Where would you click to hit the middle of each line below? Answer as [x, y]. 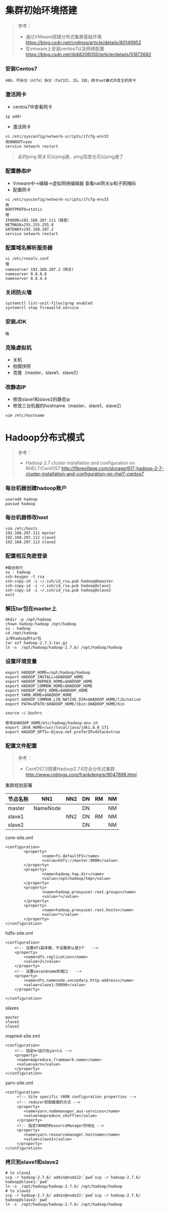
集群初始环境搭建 [41, 11]
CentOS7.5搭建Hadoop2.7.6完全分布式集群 [70, 769]
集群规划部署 [19, 785]
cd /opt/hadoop [22, 633]
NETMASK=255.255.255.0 [29, 225]
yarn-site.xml [19, 1083]
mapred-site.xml [23, 1036]
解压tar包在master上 [31, 609]
